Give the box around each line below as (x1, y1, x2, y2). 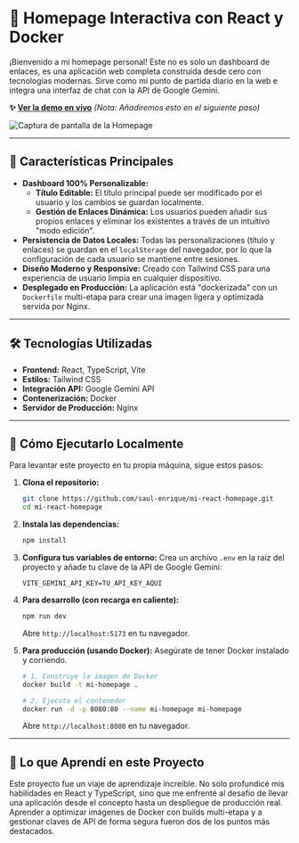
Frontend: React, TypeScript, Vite (21, 364, 146, 375)
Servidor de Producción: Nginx (21, 402, 139, 413)
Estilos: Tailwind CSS (21, 373, 101, 384)
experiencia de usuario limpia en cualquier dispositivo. (21, 272, 222, 283)
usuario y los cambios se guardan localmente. (35, 196, 205, 208)
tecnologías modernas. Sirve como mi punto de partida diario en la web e (9, 75, 279, 86)
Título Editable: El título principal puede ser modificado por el (35, 187, 263, 198)
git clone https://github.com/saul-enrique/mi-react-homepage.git (21, 495, 274, 503)
